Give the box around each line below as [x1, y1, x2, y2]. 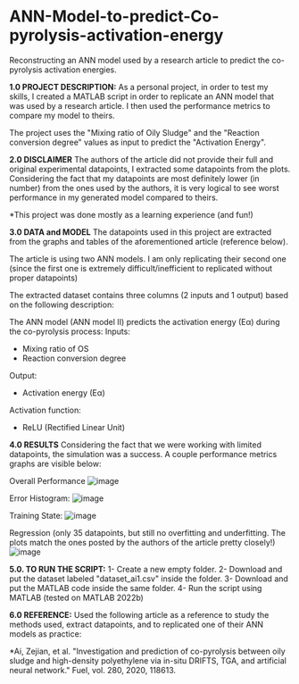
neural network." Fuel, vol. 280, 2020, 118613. [9, 664, 177, 675]
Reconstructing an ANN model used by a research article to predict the [9, 54, 270, 65]
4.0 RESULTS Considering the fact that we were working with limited [9, 439, 262, 450]
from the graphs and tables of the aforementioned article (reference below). [9, 236, 288, 246]
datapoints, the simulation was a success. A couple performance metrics [9, 448, 278, 459]
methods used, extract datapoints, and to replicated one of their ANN [9, 619, 264, 630]
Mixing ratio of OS [21, 343, 89, 354]
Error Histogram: [9, 493, 71, 504]
